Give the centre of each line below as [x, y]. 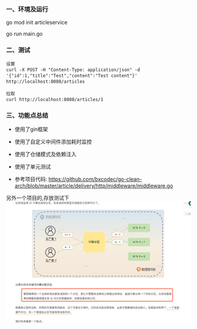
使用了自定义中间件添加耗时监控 [53, 142]
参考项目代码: [31, 179]
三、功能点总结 [27, 115]
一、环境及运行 [27, 9]
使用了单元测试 [33, 166]
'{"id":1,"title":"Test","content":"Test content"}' [72, 75]
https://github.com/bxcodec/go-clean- [95, 179]
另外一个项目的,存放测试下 [38, 197]
